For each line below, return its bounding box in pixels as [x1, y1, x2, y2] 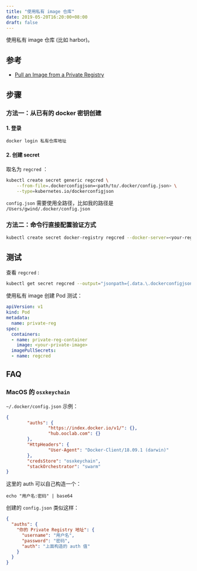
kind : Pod [6, 309, 30, 315]
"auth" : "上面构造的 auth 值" [21, 543, 90, 549]
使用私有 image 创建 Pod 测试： [6, 292, 83, 299]
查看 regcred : [6, 269, 40, 276]
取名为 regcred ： [6, 165, 48, 172]
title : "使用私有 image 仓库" [6, 8, 74, 15]
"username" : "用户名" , [21, 532, 75, 538]
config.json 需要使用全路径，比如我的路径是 [6, 199, 114, 206]
